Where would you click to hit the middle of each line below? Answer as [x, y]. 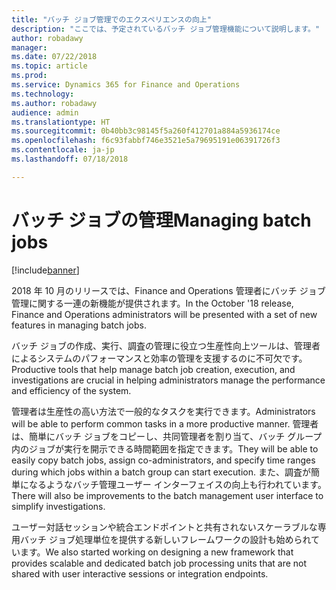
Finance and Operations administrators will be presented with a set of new [164, 314]
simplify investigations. [58, 506]
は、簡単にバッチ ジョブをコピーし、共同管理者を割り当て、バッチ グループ [167, 436]
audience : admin [45, 112]
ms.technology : [43, 94]
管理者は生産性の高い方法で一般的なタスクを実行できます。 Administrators [163, 411]
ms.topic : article [49, 66]
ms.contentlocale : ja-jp [63, 150]
